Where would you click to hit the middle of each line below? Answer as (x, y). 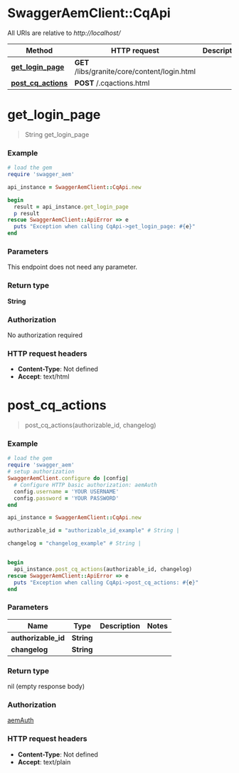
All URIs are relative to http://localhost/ (64, 33)
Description (120, 625)
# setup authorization (41, 472)
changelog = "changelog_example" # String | (74, 543)
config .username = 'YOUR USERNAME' (67, 491)
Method (39, 50)
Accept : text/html (43, 377)
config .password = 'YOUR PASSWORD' (67, 498)
